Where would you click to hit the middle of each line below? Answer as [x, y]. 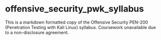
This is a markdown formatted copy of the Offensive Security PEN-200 [77, 22]
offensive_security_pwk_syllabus [74, 9]
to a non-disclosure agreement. [37, 32]
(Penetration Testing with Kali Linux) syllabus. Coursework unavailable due [80, 27]
